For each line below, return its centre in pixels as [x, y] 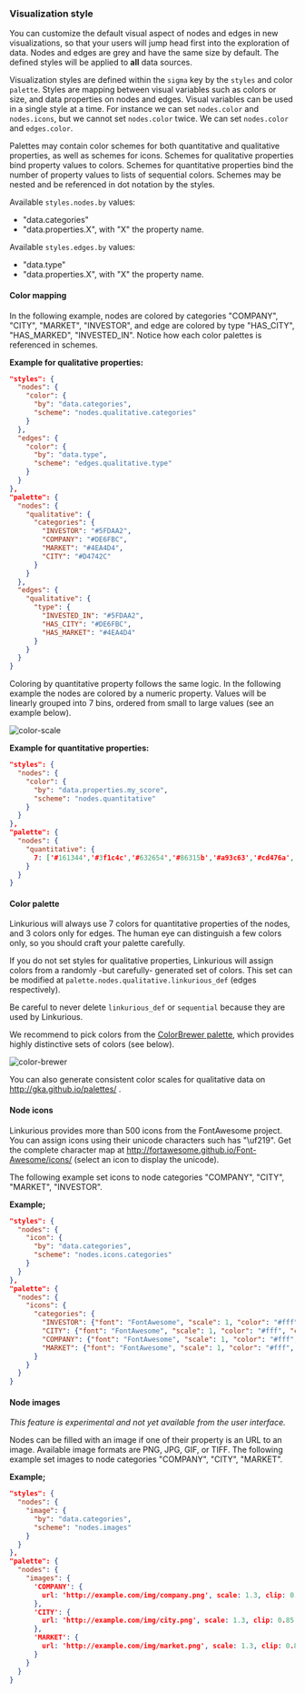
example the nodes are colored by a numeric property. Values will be [138, 693]
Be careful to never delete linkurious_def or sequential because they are [148, 1007]
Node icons [31, 1110]
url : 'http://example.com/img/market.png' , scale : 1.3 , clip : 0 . [168, 1646]
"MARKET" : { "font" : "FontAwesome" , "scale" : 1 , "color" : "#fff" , [168, 1348]
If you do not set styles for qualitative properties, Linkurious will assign [142, 961]
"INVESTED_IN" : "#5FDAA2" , [93, 616]
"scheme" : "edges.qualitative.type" [103, 464]
